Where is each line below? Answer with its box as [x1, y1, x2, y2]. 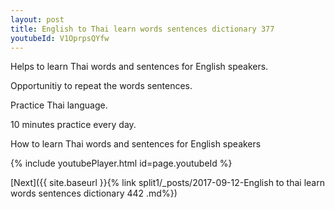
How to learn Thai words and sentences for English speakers [10, 138, 262, 150]
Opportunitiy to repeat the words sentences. [10, 80, 193, 92]
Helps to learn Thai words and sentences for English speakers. [10, 61, 269, 73]
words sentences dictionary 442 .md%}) [10, 187, 178, 200]
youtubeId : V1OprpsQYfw [10, 33, 110, 43]
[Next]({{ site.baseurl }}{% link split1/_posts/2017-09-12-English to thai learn [10, 177, 325, 189]
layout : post [10, 14, 65, 25]
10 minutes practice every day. [10, 119, 137, 131]
